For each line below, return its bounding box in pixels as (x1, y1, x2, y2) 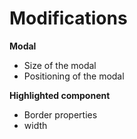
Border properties (23, 108, 98, 121)
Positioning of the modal (23, 70, 125, 82)
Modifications (9, 7, 128, 30)
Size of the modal (23, 59, 97, 71)
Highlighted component (9, 89, 111, 101)
